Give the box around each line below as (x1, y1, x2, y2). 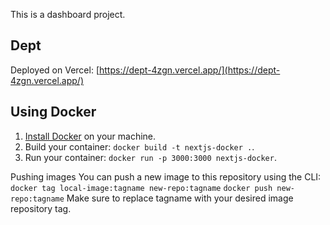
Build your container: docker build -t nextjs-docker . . (24, 140, 255, 153)
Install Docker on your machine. (24, 130, 157, 142)
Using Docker (10, 104, 97, 121)
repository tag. (10, 202, 72, 214)
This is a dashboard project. (10, 9, 126, 20)
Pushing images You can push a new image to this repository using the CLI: (10, 170, 322, 183)
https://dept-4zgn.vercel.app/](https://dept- (99, 64, 281, 76)
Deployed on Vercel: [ (10, 64, 100, 76)
